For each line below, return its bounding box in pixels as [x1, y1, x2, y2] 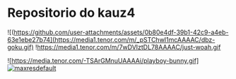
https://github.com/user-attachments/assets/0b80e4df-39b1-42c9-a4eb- [13, 28, 229, 36]
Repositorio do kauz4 [7, 5, 136, 21]
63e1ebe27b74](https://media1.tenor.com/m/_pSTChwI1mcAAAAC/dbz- [7, 35, 216, 43]
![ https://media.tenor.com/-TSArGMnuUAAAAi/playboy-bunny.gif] [7, 56, 199, 64]
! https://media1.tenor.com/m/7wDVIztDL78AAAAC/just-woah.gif [35, 43, 221, 51]
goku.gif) [7, 43, 34, 51]
